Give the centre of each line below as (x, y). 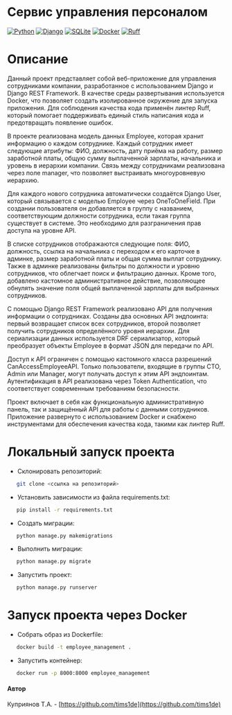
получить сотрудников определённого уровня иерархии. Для (99, 330)
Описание (38, 59)
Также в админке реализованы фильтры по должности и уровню (104, 266)
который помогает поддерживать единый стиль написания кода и (106, 115)
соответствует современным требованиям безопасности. (93, 388)
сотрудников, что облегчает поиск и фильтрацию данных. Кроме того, (112, 273)
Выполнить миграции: (50, 549)
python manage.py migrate (54, 562)
